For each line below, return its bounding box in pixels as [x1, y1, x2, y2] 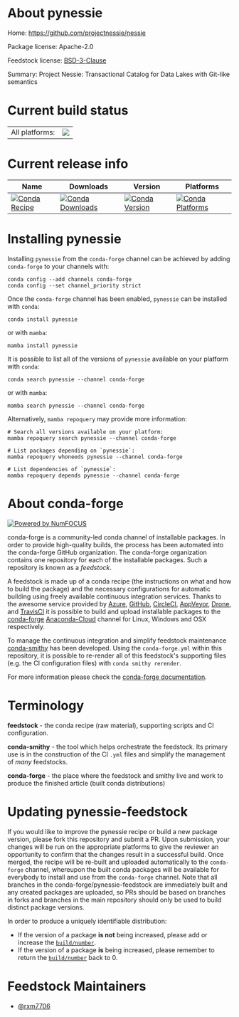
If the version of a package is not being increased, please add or [17, 930, 208, 939]
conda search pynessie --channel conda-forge [7, 376, 144, 383]
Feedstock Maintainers [7, 978, 147, 994]
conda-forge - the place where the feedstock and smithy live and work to [7, 771, 223, 780]
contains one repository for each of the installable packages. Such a [7, 555, 208, 564]
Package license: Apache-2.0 [7, 42, 94, 51]
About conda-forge [7, 495, 124, 512]
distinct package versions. [7, 902, 85, 912]
